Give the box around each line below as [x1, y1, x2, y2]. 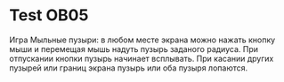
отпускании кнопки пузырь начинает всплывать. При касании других [9, 53, 274, 63]
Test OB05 [9, 5, 89, 26]
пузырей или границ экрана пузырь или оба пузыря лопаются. [9, 63, 248, 73]
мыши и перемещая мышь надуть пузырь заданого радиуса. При [9, 43, 259, 54]
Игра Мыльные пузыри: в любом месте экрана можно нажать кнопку [9, 34, 276, 45]
